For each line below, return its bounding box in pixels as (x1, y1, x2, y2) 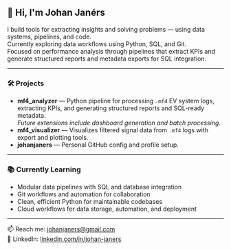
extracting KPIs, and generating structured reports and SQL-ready (16, 104, 205, 112)
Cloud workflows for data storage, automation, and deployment (16, 205, 197, 213)
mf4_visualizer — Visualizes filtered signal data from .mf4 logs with (16, 126, 208, 134)
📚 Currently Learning (7, 165, 81, 174)
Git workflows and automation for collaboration (16, 190, 151, 198)
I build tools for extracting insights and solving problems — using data (7, 25, 205, 33)
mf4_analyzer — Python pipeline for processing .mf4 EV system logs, (16, 97, 215, 105)
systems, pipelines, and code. (7, 32, 91, 41)
